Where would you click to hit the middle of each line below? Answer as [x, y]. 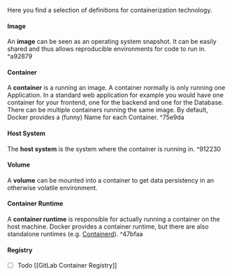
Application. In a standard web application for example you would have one [115, 95]
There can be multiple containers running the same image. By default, [108, 110]
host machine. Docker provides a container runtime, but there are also [108, 227]
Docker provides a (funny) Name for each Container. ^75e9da [96, 117]
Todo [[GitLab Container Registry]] [67, 266]
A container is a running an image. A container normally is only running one [116, 88]
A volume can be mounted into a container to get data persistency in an [111, 180]
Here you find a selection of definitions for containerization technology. [110, 10]
